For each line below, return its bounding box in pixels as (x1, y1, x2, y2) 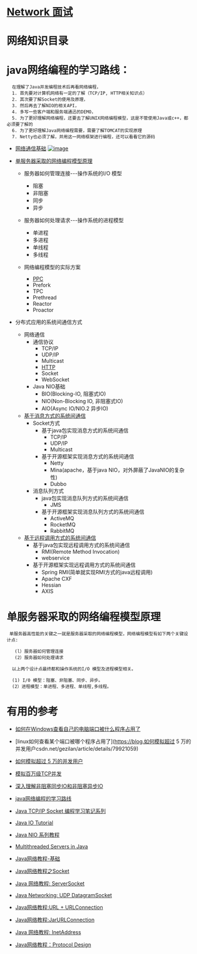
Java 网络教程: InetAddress (15, 929, 81, 936)
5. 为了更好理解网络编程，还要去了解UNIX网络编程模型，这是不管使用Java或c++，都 (12, 115, 189, 121)
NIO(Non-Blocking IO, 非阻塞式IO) (41, 398, 124, 405)
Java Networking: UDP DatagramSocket (15, 892, 112, 899)
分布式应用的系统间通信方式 (15, 319, 83, 326)
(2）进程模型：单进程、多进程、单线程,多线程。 (12, 684, 112, 690)
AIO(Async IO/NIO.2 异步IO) (41, 405, 108, 412)
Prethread (32, 294, 57, 301)
